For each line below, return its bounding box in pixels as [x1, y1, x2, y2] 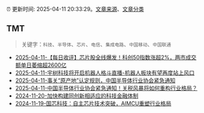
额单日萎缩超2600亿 [15, 61, 67, 69]
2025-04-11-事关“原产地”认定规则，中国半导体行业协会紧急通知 [15, 76, 176, 84]
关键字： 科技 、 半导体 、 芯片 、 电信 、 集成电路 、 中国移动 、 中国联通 [21, 41, 172, 48]
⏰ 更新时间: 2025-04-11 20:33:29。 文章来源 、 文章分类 [6, 6, 145, 12]
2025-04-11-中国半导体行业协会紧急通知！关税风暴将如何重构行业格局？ [15, 84, 198, 92]
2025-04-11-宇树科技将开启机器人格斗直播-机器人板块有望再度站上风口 [15, 69, 195, 76]
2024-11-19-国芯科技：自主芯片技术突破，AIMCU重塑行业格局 [15, 99, 172, 107]
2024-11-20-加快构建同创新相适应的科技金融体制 [15, 92, 139, 99]
